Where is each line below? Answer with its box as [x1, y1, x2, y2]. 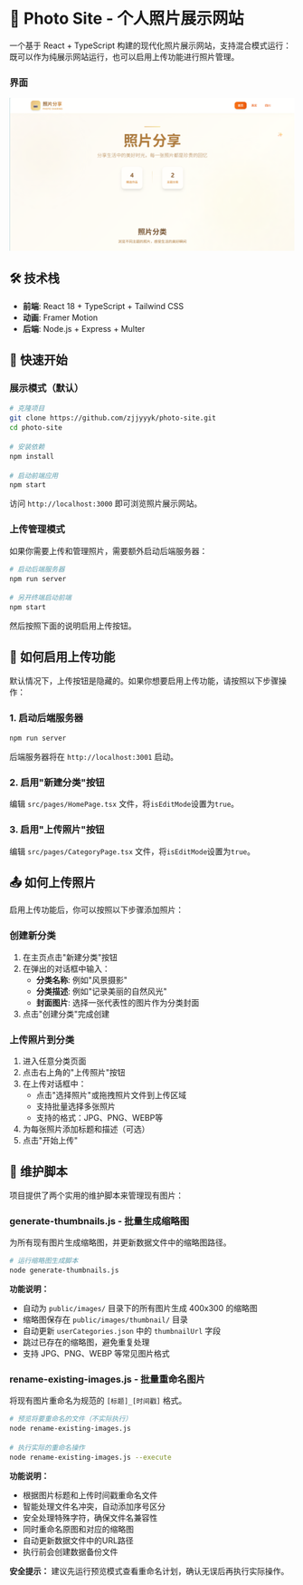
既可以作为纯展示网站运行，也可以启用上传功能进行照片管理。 [9, 51, 240, 62]
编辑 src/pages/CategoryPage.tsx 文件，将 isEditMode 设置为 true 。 [9, 845, 256, 857]
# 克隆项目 [9, 404, 45, 413]
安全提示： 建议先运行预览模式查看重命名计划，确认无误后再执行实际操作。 [9, 1565, 289, 1576]
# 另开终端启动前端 [9, 593, 72, 603]
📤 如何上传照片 [9, 874, 97, 890]
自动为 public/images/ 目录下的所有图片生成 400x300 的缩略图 [22, 1302, 258, 1313]
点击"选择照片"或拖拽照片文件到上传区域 [35, 1089, 187, 1100]
